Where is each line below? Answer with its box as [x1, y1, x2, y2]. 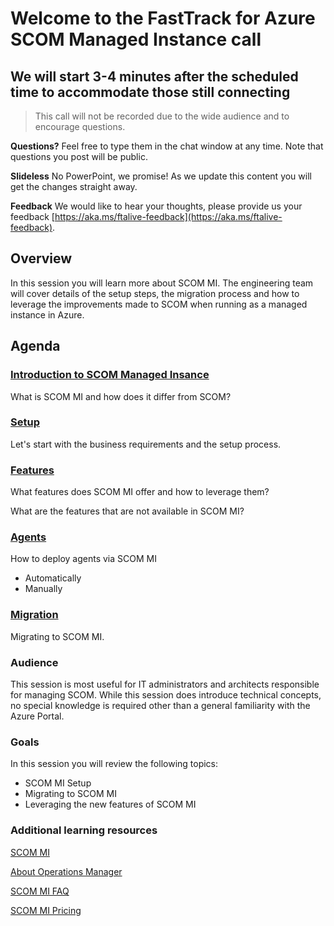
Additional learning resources [10, 823, 158, 837]
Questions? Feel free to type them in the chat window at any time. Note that [10, 140, 324, 152]
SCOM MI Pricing [10, 904, 82, 916]
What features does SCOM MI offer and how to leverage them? [10, 486, 270, 498]
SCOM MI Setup [24, 777, 92, 789]
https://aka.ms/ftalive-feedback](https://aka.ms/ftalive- [54, 211, 283, 222]
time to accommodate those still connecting [10, 83, 291, 101]
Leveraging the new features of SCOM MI [24, 798, 197, 811]
